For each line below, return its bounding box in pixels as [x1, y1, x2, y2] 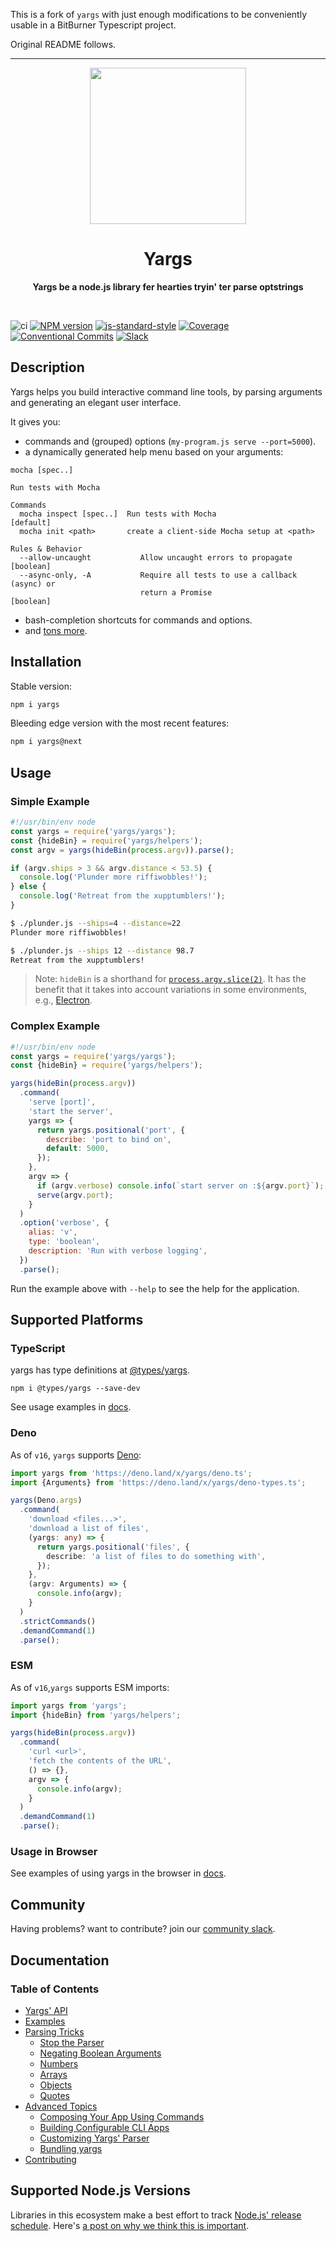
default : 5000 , [46, 1144, 110, 1154]
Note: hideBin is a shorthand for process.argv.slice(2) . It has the [34, 973, 307, 985]
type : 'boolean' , [28, 1237, 101, 1247]
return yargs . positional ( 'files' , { [36, 1542, 190, 1552]
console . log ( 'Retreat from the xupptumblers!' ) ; [19, 891, 226, 901]
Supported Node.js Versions [10, 2182, 192, 2199]
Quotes [39, 2089, 70, 2101]
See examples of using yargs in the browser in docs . [10, 1867, 227, 1879]
